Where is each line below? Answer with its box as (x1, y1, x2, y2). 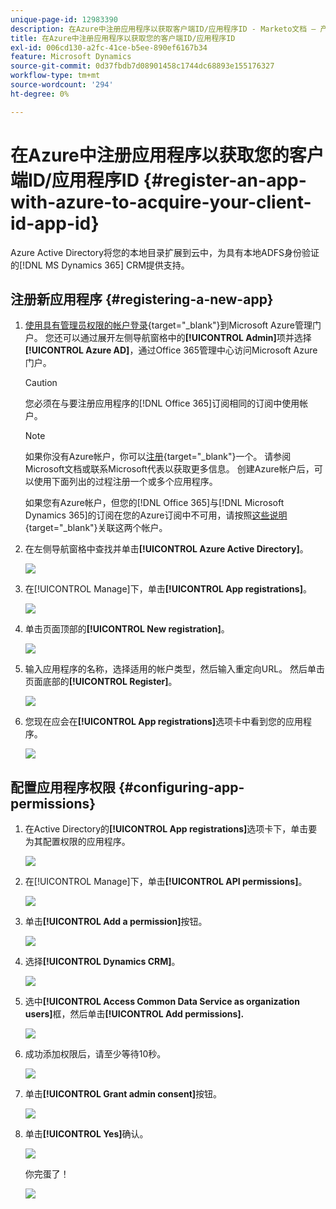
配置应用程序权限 (10, 779, 116, 796)
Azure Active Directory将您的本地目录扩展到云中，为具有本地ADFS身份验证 (10, 246, 320, 258)
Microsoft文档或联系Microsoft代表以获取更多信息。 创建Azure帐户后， (24, 463, 315, 475)
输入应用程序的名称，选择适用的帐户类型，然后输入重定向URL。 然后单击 (24, 663, 326, 675)
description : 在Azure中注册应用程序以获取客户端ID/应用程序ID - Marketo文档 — (10, 24, 317, 34)
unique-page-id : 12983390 (10, 14, 118, 25)
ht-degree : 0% (10, 89, 70, 99)
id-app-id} (10, 212, 100, 235)
